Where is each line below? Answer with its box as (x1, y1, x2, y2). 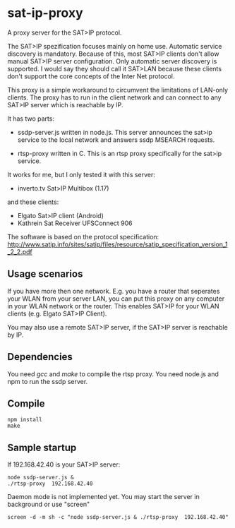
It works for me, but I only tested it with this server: (7, 170, 155, 179)
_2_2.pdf (7, 247, 33, 256)
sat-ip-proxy (7, 5, 83, 21)
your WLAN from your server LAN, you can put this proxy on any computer (7, 294, 224, 303)
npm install (7, 416, 42, 424)
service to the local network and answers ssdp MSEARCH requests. (17, 136, 215, 144)
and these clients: (7, 198, 59, 206)
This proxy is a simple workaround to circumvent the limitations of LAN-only (7, 85, 228, 94)
